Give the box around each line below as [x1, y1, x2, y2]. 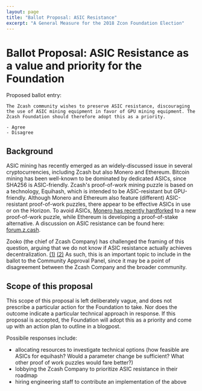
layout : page [6, 8, 39, 15]
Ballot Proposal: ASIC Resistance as [6, 46, 189, 60]
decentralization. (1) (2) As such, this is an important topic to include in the [6, 251, 191, 258]
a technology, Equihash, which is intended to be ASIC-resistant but [6, 188, 172, 195]
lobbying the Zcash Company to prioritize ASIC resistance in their [14, 365, 178, 372]
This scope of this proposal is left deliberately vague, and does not [6, 297, 172, 304]
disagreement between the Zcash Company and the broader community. [6, 264, 187, 271]
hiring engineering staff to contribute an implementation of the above [14, 378, 187, 385]
